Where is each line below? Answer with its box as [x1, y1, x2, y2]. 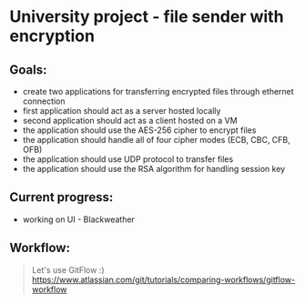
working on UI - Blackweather [22, 214, 135, 225]
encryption [9, 25, 96, 46]
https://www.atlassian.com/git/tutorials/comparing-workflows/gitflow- [31, 274, 296, 285]
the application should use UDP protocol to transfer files [22, 154, 234, 165]
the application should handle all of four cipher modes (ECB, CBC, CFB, [22, 135, 291, 145]
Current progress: [9, 189, 114, 206]
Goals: [9, 62, 47, 77]
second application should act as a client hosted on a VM [22, 116, 239, 126]
